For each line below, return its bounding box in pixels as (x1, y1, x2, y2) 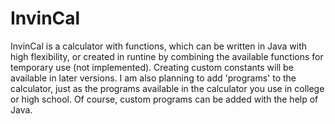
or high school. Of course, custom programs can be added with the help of (10, 93, 319, 105)
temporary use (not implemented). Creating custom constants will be (10, 61, 294, 73)
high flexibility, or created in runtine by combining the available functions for (10, 50, 324, 62)
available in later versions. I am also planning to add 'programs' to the (10, 72, 297, 84)
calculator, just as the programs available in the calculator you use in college (10, 82, 325, 94)
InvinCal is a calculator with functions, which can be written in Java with (10, 40, 308, 52)
